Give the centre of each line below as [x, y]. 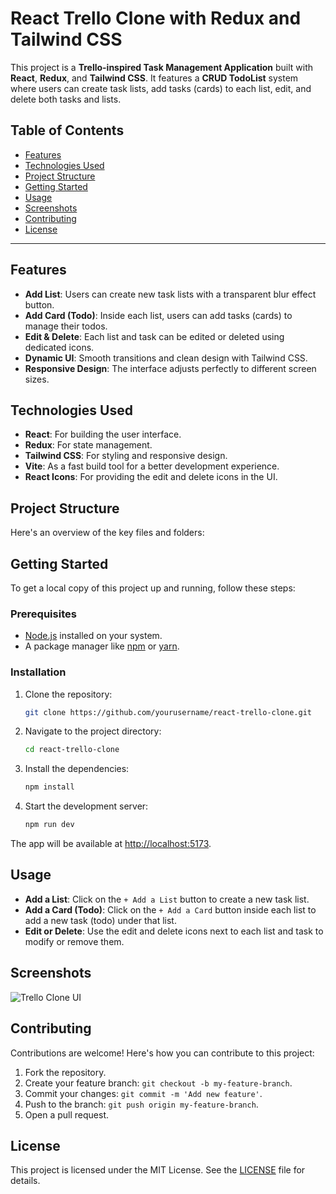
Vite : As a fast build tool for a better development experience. [152, 466]
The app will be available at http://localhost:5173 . [111, 844]
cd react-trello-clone [72, 750]
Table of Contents [67, 130]
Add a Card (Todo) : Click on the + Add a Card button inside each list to [170, 909]
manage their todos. [66, 326]
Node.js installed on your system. [93, 636]
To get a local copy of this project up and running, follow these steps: [153, 588]
